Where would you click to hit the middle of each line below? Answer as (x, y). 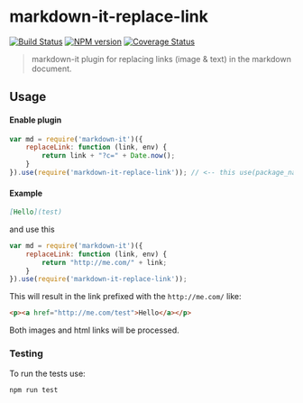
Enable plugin (36, 120)
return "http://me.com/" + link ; (105, 262)
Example (26, 193)
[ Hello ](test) (36, 212)
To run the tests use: (47, 373)
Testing (26, 353)
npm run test (34, 389)
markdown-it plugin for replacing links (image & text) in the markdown (161, 59)
